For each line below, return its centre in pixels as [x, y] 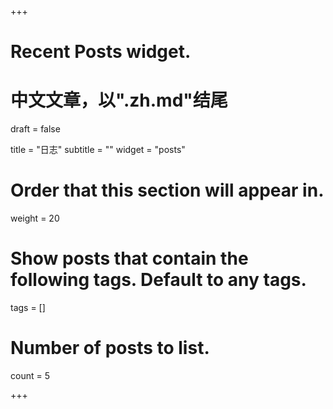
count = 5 [30, 375]
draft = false [35, 129]
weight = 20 [35, 218]
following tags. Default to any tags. [158, 280]
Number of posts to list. [110, 348]
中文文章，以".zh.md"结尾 [119, 100]
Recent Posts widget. [101, 52]
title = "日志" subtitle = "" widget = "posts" [98, 150]
